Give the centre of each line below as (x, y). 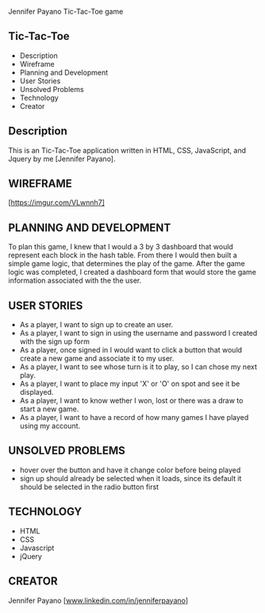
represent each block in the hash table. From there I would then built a (123, 255)
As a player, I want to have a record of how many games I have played (134, 418)
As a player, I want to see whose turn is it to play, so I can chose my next (138, 367)
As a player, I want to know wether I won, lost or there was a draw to (131, 401)
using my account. (50, 426)
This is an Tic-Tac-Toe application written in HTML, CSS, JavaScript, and (127, 150)
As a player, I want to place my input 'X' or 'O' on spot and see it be (130, 384)
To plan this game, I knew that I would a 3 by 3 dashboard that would (121, 247)
